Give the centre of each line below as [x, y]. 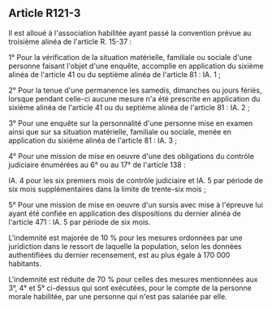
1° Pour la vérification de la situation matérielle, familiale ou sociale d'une [130, 57]
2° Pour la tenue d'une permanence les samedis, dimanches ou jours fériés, [135, 90]
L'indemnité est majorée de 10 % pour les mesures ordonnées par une [125, 238]
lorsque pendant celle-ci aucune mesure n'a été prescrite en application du [134, 99]
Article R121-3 [45, 13]
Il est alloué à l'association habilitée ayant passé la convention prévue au [130, 32]
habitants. [25, 264]
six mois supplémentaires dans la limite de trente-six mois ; [108, 189]
